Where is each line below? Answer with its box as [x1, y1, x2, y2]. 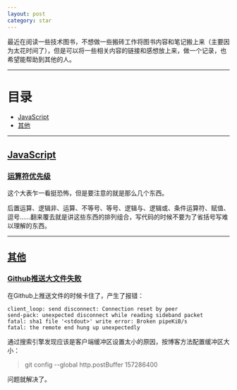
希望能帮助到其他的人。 [7, 55, 75, 64]
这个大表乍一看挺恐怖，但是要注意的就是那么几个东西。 [7, 189, 168, 197]
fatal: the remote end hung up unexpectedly [7, 323, 140, 331]
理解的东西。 [13, 222, 51, 230]
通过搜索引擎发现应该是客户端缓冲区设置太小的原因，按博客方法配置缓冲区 [7, 337, 224, 345]
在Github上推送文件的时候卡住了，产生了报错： [7, 291, 145, 299]
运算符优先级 [7, 171, 51, 181]
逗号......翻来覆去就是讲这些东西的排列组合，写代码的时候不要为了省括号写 [7, 213, 222, 222]
